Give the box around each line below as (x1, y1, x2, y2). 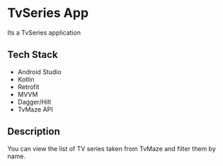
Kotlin (17, 75, 35, 83)
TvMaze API (17, 105, 53, 114)
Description (7, 126, 60, 138)
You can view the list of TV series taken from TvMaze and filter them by (7, 144, 216, 153)
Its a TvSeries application (7, 28, 81, 37)
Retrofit (17, 83, 40, 91)
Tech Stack (7, 49, 58, 61)
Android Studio (17, 67, 62, 76)
